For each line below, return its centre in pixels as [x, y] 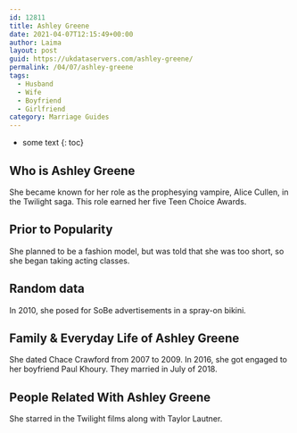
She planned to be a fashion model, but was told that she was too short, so [147, 251]
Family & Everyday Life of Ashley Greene [124, 338]
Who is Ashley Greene [72, 171]
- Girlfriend [41, 109]
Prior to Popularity [61, 230]
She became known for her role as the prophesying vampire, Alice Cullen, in [149, 192]
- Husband [35, 84]
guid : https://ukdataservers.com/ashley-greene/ [101, 59]
